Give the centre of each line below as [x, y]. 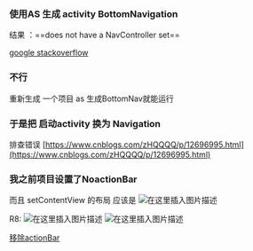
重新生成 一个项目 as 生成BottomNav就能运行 [92, 98]
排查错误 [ [28, 145]
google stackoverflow [49, 53]
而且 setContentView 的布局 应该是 [73, 200]
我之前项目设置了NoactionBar [73, 179]
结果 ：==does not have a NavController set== [95, 35]
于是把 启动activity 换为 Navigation [85, 123]
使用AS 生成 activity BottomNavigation [94, 13]
